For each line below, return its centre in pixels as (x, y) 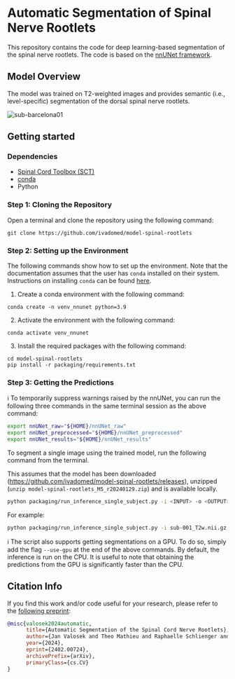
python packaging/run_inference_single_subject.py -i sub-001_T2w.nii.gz (117, 528)
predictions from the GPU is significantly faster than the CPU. (95, 564)
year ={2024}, (45, 643)
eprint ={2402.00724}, (57, 650)
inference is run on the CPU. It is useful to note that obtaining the (101, 557)
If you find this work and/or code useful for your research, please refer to (113, 603)
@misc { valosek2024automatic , (50, 624)
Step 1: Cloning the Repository (60, 205)
